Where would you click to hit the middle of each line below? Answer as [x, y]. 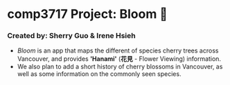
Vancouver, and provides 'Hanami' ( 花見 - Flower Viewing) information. [119, 59]
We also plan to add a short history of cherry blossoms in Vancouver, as [120, 67]
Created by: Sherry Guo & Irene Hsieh [72, 36]
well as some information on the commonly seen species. [99, 74]
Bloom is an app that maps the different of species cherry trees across [118, 50]
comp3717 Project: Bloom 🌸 [88, 14]
